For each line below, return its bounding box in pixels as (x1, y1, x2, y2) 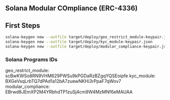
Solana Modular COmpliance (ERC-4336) (5, 4, 138, 13)
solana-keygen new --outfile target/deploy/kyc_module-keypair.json (5, 39, 153, 44)
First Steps (5, 21, 40, 30)
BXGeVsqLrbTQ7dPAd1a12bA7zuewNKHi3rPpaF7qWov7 (5, 78, 121, 84)
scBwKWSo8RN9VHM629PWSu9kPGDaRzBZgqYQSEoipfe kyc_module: (5, 73, 156, 79)
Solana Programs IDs (5, 56, 58, 63)
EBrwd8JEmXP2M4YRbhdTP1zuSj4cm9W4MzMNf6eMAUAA (5, 89, 133, 95)
